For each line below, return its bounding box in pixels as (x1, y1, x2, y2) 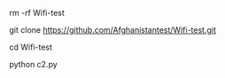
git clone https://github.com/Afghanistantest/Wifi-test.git (9, 25, 217, 35)
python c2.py (9, 59, 58, 69)
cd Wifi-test (9, 42, 53, 52)
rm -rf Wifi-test (9, 8, 65, 18)
